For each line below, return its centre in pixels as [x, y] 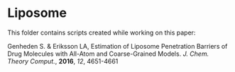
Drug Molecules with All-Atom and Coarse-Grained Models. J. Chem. [108, 54]
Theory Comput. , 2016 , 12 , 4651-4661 [63, 61]
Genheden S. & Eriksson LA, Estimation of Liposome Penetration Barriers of [117, 46]
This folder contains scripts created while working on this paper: [102, 32]
